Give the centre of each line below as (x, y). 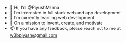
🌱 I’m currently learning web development (52, 18)
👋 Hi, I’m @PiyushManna (35, 7)
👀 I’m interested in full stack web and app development (65, 13)
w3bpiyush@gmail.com (33, 35)
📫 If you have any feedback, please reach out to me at (65, 28)
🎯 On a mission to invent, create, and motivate (56, 23)
